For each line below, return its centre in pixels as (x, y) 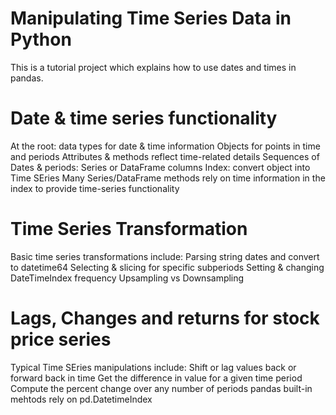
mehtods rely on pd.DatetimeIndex (81, 399)
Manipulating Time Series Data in (151, 18)
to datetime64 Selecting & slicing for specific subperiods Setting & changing (167, 267)
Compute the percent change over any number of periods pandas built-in (161, 388)
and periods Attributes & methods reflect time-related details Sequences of (165, 156)
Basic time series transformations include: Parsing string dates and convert (165, 256)
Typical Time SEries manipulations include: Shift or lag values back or (153, 367)
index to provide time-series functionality (95, 188)
